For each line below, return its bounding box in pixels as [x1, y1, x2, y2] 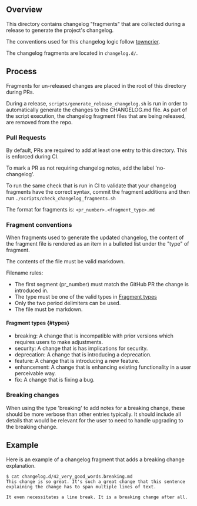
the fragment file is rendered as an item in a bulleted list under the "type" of [6, 240, 189, 247]
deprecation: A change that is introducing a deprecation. [14, 351, 152, 358]
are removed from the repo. [6, 118, 73, 125]
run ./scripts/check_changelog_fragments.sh [6, 194, 116, 201]
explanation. [6, 462, 36, 469]
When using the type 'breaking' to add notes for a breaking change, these [6, 404, 185, 411]
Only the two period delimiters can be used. [14, 300, 121, 307]
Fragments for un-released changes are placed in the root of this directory [6, 82, 186, 89]
